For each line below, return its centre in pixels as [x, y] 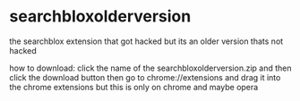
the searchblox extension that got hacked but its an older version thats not [146, 41]
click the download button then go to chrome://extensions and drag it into [145, 77]
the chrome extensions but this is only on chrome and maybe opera [134, 87]
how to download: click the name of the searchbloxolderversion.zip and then [150, 68]
